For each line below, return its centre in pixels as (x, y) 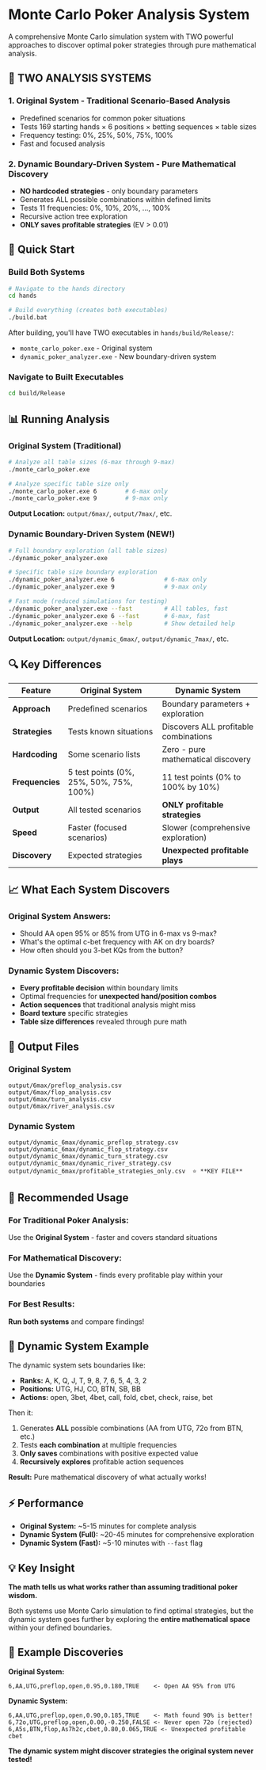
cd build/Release (37, 394)
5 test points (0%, (101, 772)
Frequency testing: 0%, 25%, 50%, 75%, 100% (97, 135)
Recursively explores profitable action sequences (102, 1462)
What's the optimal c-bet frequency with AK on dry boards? (117, 942)
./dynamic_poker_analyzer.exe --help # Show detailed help (122, 624)
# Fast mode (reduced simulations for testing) (88, 601)
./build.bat (28, 318)
